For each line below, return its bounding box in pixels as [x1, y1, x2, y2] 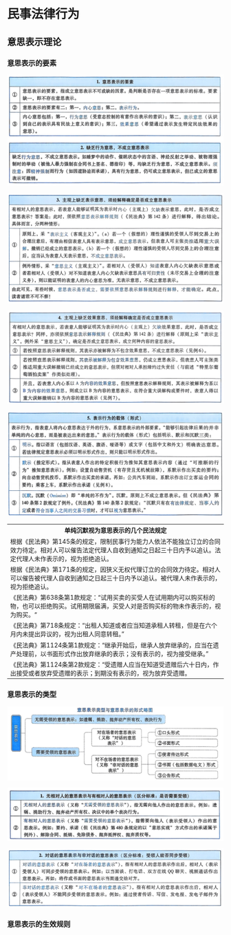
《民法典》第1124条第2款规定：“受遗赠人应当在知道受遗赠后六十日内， [10, 660, 213, 669]
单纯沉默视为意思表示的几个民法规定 [64, 526, 167, 534]
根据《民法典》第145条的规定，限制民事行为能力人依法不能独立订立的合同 [10, 537, 221, 545]
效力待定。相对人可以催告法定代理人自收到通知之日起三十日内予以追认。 [10, 545, 215, 554]
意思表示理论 [7, 36, 62, 48]
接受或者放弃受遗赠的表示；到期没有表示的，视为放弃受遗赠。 [16, 669, 191, 677]
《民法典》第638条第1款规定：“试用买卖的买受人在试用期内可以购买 [10, 593, 203, 602]
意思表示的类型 [7, 690, 57, 700]
